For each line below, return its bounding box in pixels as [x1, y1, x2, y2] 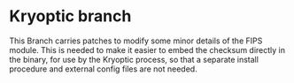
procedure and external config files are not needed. [9, 64, 197, 74]
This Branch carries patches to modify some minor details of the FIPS [9, 35, 263, 46]
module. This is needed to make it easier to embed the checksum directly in [9, 44, 286, 55]
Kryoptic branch [9, 6, 132, 26]
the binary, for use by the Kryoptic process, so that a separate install [9, 54, 259, 64]
